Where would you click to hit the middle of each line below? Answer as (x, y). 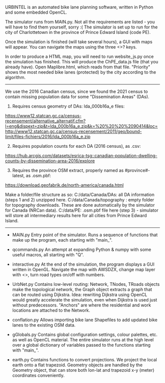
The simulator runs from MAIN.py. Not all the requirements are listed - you (80, 22)
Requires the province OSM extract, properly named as (68, 170)
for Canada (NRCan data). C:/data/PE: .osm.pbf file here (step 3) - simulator (82, 210)
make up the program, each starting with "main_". (62, 240)
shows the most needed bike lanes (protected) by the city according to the (81, 72)
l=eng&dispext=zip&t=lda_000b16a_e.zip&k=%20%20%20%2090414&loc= (82, 126)
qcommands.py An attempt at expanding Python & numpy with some (82, 249)
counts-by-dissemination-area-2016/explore (50, 161)
